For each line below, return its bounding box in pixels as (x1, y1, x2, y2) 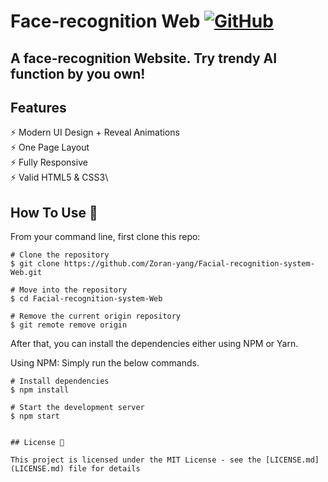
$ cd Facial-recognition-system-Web (10, 294, 163, 304)
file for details (68, 464, 141, 474)
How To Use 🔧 (10, 204, 98, 221)
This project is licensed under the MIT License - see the (10, 455, 262, 465)
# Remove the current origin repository (10, 311, 182, 322)
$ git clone (10, 259, 60, 269)
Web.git (10, 268, 43, 278)
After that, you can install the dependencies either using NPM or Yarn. (10, 338, 299, 350)
